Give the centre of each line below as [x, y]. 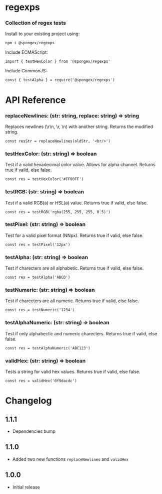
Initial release [26, 487]
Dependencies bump [34, 431]
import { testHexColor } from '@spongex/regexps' [58, 62]
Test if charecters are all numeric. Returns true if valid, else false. [72, 301]
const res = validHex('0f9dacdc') [41, 381]
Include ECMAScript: [27, 52]
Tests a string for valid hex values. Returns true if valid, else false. [73, 372]
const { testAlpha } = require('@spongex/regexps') [60, 80]
